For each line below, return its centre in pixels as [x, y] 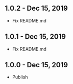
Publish [20, 77]
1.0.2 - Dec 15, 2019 [36, 8]
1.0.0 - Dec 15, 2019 [36, 65]
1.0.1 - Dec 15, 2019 [35, 37]
